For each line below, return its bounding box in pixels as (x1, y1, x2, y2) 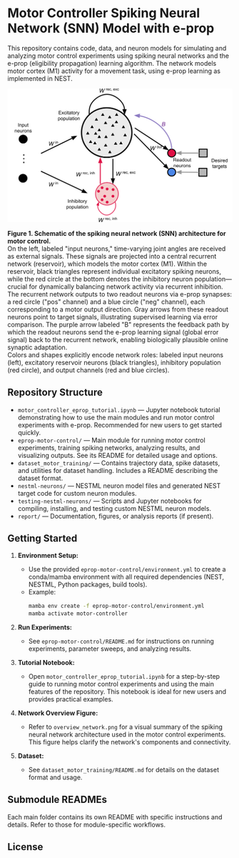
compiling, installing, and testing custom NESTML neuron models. (17, 504, 212, 512)
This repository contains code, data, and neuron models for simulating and (7, 44, 227, 52)
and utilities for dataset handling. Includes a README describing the (17, 466, 218, 474)
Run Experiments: (17, 623, 73, 632)
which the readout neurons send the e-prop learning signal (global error (7, 327, 219, 336)
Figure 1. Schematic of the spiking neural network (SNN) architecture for (7, 229, 226, 237)
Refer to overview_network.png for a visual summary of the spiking (28, 723, 223, 732)
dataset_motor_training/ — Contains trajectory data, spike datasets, (17, 459, 220, 467)
